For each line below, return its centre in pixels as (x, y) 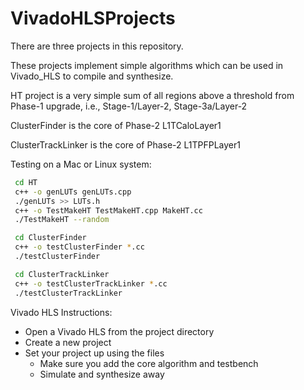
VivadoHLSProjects (93, 18)
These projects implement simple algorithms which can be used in (147, 65)
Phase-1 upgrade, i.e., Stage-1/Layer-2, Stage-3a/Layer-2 (129, 106)
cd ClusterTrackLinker (62, 274)
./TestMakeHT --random (62, 220)
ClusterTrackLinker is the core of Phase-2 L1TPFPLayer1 (125, 144)
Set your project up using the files (94, 353)
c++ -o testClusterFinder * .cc (79, 247)
